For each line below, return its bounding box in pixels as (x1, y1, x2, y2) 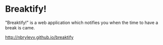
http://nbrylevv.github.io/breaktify (5, 34, 74, 40)
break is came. (5, 24, 35, 30)
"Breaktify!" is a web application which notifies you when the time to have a (5, 20, 159, 25)
